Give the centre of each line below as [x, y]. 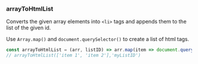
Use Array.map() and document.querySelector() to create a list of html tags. [98, 39]
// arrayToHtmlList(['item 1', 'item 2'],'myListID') [74, 55]
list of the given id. [29, 28]
